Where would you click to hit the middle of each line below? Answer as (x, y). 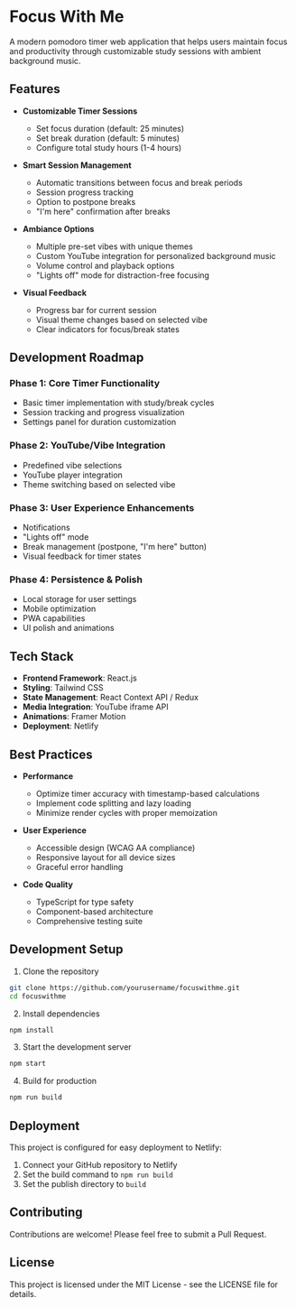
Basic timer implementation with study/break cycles (118, 403)
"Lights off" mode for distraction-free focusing (123, 275)
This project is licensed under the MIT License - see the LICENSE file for (143, 1284)
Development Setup (66, 950)
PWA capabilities (54, 618)
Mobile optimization (59, 609)
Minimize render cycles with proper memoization (127, 812)
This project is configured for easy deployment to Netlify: (116, 1147)
